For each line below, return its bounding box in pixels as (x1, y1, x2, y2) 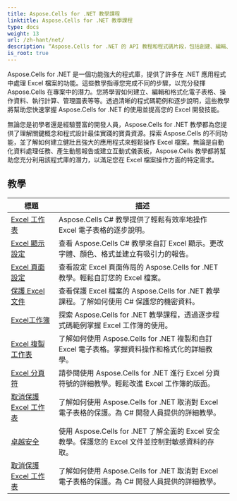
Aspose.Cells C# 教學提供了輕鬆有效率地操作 (59, 215, 207, 224)
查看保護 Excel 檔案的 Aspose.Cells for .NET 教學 (59, 286, 221, 296)
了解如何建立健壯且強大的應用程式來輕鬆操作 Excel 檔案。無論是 (25, 138, 212, 146)
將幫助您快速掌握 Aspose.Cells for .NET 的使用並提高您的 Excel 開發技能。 (7, 105, 224, 114)
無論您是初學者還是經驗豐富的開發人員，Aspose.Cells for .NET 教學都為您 (7, 120, 221, 128)
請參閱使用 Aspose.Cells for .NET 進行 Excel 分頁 (59, 368, 221, 378)
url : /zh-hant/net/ (7, 37, 65, 44)
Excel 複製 (11, 339, 45, 349)
